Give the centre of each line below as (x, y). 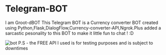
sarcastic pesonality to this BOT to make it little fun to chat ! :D (69, 33)
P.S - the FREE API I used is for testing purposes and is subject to (86, 42)
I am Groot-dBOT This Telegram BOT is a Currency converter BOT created (82, 22)
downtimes (17, 48)
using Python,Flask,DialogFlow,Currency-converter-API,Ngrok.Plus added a (83, 27)
